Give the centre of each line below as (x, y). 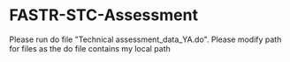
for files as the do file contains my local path (90, 48)
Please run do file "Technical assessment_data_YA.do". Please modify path (145, 39)
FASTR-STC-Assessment (104, 15)
